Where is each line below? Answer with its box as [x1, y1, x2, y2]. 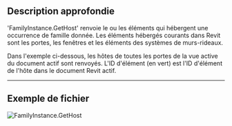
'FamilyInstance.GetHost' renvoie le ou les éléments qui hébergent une [7, 23, 209, 32]
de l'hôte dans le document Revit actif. [7, 66, 117, 74]
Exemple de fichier [7, 93, 90, 105]
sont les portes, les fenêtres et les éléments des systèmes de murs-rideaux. [7, 38, 223, 47]
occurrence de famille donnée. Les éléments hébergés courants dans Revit [7, 31, 221, 39]
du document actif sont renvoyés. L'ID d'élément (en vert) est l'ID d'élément [7, 59, 223, 67]
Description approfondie [7, 6, 115, 17]
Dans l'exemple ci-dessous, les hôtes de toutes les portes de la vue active [7, 52, 219, 60]
